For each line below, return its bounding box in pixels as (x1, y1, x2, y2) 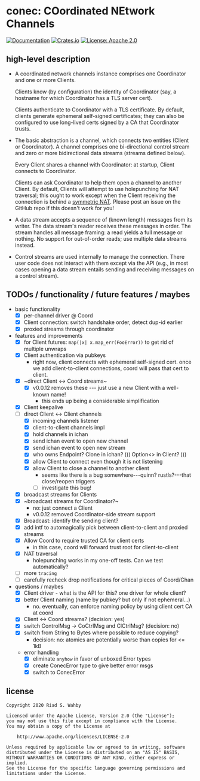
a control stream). (14, 272, 59, 279)
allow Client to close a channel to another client (32, 464, 149, 471)
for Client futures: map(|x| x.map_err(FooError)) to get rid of (23, 338, 174, 346)
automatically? (32, 563, 69, 570)
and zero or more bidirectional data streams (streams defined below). (14, 149, 186, 156)
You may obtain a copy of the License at (6, 723, 111, 729)
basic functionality (14, 305, 61, 313)
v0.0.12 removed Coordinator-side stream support (32, 510, 155, 517)
